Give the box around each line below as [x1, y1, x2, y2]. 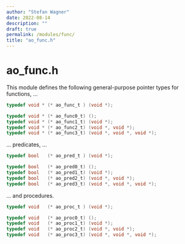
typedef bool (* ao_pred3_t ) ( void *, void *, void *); [6, 181, 157, 187]
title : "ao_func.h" [6, 37, 56, 43]
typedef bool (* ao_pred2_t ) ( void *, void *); [6, 175, 136, 181]
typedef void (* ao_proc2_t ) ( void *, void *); [6, 226, 136, 232]
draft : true [6, 26, 37, 32]
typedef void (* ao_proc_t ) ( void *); [6, 204, 114, 210]
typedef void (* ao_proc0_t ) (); [6, 215, 97, 221]
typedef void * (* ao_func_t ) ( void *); [6, 102, 114, 108]
